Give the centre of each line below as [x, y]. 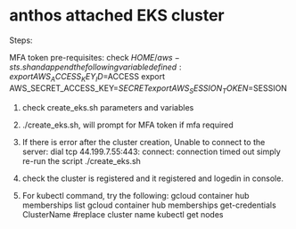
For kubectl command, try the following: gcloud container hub [136, 195]
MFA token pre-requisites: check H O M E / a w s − [95, 57]
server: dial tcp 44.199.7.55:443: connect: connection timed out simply [151, 151]
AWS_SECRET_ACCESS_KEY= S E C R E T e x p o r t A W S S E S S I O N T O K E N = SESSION [148, 89]
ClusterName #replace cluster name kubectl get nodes [123, 214]
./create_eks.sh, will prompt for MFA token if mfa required [127, 125]
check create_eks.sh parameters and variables [108, 107]
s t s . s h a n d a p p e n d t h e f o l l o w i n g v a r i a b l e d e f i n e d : [95, 67]
